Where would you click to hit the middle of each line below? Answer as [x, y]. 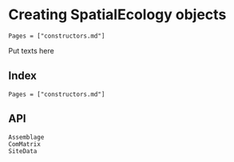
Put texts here [31, 50]
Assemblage [26, 137]
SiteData [23, 151]
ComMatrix [25, 144]
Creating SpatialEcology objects [117, 15]
